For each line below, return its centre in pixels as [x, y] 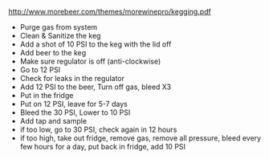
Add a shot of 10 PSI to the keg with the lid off [96, 44]
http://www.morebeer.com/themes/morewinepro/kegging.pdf [110, 12]
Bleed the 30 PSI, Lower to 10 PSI [75, 112]
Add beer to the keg [53, 53]
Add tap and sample [53, 121]
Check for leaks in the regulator [72, 78]
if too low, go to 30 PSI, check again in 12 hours [98, 129]
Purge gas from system [59, 27]
